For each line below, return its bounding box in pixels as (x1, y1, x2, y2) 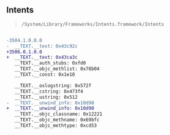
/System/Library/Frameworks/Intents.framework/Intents (21, 21, 164, 27)
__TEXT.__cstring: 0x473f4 (14, 88, 84, 94)
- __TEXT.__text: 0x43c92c (6, 43, 78, 49)
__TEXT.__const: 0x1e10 (14, 72, 75, 78)
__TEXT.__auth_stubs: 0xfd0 (14, 60, 86, 66)
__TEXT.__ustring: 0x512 (14, 94, 78, 100)
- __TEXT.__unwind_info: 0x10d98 (6, 99, 95, 106)
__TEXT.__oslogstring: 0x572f (14, 82, 92, 88)
